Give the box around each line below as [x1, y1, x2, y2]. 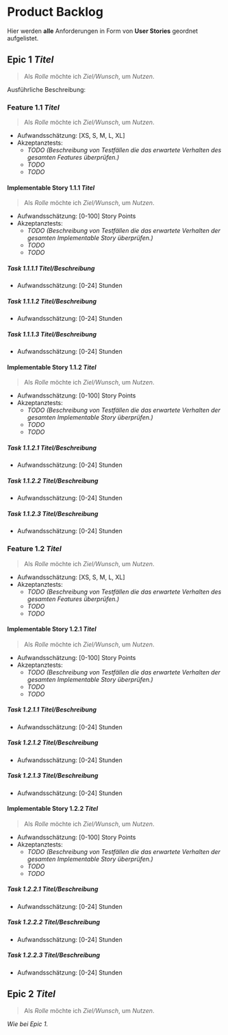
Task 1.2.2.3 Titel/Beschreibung [7, 951, 101, 960]
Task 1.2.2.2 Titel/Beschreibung [7, 918, 101, 926]
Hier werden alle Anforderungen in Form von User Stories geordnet [7, 27, 199, 35]
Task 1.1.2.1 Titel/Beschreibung [7, 443, 97, 452]
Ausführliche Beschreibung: [7, 85, 86, 93]
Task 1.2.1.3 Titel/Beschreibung [7, 772, 99, 780]
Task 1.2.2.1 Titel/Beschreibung [7, 885, 99, 893]
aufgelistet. [7, 34, 39, 42]
